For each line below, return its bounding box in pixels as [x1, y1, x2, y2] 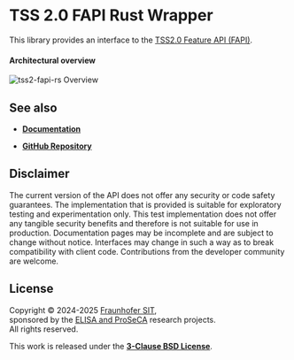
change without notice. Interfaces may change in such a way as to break [9, 236, 275, 248]
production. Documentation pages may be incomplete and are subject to [9, 227, 274, 238]
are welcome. [9, 256, 59, 266]
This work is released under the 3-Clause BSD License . [9, 341, 213, 351]
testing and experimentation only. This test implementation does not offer [9, 209, 277, 219]
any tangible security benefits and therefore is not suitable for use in [9, 218, 259, 228]
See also [9, 100, 58, 115]
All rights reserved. [9, 324, 79, 334]
